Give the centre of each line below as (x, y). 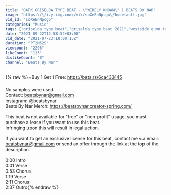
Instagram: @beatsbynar (31, 101)
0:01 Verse (17, 166)
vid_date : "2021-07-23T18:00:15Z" (42, 39)
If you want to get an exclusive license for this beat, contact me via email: (82, 139)
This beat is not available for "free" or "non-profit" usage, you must (76, 117)
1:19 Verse (16, 177)
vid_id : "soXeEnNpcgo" (29, 19)
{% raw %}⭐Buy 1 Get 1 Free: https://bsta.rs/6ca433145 (64, 77)
